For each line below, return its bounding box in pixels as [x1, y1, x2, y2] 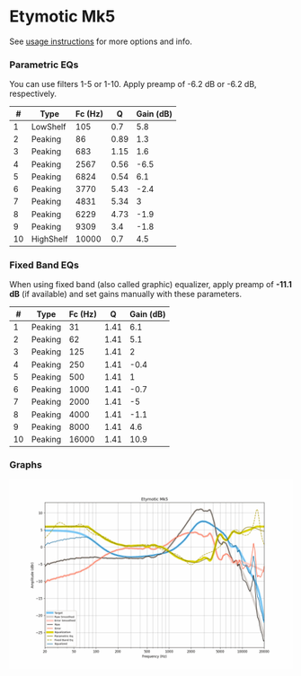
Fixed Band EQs [9, 259, 79, 271]
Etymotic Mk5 [9, 6, 116, 27]
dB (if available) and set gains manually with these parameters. [9, 289, 243, 300]
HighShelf [31, 233, 68, 244]
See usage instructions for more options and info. [9, 36, 193, 47]
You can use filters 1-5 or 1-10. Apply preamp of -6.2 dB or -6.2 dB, [9, 79, 258, 90]
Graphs [9, 459, 42, 471]
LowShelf [31, 121, 66, 132]
